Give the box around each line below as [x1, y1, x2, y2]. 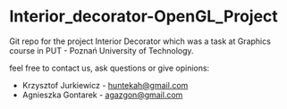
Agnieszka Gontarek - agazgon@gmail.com [21, 89, 183, 100]
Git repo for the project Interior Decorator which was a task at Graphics [9, 36, 271, 46]
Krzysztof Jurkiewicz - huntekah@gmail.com [21, 80, 189, 90]
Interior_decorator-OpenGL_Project [9, 6, 279, 27]
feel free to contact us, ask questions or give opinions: [9, 63, 210, 73]
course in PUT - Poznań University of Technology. [9, 45, 194, 55]
